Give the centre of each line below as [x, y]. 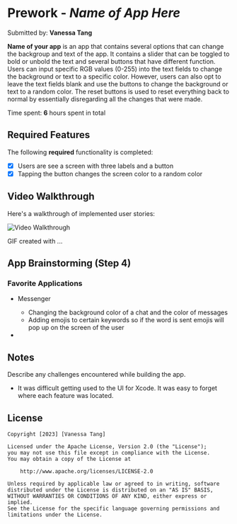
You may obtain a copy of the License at [69, 459]
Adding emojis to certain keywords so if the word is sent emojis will [126, 320]
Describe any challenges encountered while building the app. [97, 375]
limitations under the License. [55, 515]
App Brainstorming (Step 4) [69, 263]
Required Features [49, 135]
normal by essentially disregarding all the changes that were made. [105, 99]
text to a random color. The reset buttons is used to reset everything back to [118, 91]
